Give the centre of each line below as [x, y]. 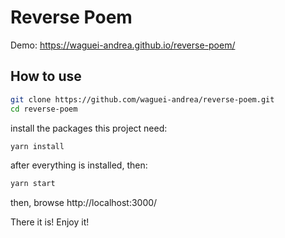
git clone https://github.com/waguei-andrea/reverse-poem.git [142, 99]
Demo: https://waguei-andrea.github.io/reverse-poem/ [123, 45]
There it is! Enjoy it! [50, 222]
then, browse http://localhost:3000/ [84, 203]
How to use [46, 76]
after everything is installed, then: [79, 165]
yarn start [33, 184]
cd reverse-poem [44, 109]
